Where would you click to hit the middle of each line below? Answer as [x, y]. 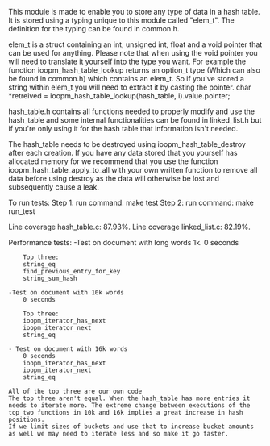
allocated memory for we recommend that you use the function [113, 161]
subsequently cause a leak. [54, 187]
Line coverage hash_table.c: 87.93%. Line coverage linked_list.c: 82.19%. [130, 227]
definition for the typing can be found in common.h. [94, 29]
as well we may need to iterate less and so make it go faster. [118, 434]
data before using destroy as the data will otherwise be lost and [114, 178]
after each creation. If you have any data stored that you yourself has [123, 153]
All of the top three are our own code [75, 391]
